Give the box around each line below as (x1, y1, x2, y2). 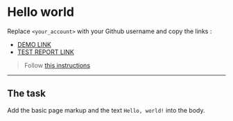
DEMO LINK (17, 40, 52, 48)
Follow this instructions (24, 61, 91, 69)
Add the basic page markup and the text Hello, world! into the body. (7, 106, 205, 114)
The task (7, 88, 46, 100)
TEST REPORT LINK (17, 48, 74, 56)
